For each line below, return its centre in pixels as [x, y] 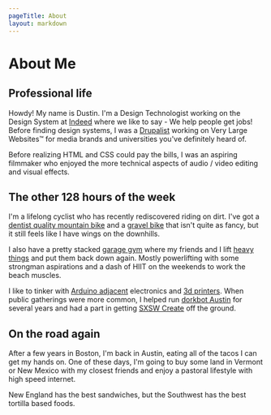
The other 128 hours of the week [92, 197]
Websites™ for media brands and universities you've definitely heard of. [128, 139]
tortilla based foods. [42, 404]
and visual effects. [39, 172]
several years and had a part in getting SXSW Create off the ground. [123, 308]
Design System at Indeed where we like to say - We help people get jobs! [131, 122]
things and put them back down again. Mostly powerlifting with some [124, 258]
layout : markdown [38, 24]
